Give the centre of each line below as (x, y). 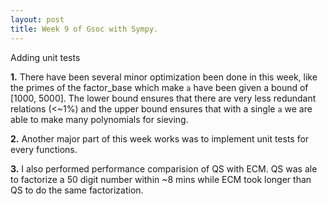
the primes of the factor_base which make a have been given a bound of (159, 87)
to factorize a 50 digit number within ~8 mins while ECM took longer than (161, 179)
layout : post (37, 19)
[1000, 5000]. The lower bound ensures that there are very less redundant (163, 98)
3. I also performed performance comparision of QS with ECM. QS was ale (164, 168)
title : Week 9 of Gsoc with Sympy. (84, 29)
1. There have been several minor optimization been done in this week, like (164, 77)
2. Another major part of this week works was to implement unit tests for (160, 138)
